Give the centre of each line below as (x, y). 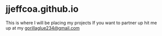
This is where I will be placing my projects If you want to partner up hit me (81, 23)
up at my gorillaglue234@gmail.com (43, 28)
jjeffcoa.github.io (42, 9)
